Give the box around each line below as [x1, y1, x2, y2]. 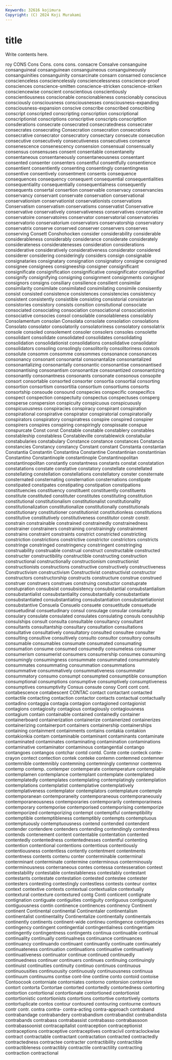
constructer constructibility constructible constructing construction [5, 553, 147, 559]
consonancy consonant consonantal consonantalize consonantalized [5, 356, 151, 362]
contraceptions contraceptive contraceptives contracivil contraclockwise [5, 1028, 160, 1034]
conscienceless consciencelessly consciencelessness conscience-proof [5, 78, 160, 84]
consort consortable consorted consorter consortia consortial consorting [5, 378, 160, 385]
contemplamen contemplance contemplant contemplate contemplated [5, 772, 154, 778]
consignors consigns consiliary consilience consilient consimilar [5, 280, 141, 286]
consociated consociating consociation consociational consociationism [5, 307, 156, 314]
